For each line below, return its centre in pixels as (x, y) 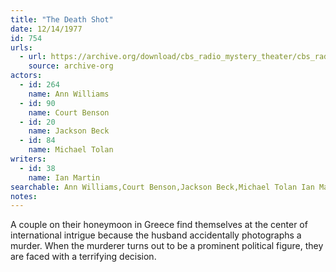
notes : (24, 196)
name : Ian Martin (64, 177)
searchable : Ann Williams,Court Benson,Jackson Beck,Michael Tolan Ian (162, 187)
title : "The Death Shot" (62, 19)
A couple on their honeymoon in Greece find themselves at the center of (159, 225)
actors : (26, 76)
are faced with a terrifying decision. (83, 257)
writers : (28, 159)
